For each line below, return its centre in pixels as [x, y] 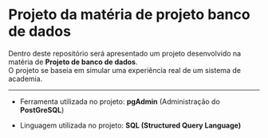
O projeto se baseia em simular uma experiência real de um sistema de [125, 70]
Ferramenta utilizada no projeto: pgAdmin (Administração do [120, 102]
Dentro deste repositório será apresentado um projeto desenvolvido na [125, 53]
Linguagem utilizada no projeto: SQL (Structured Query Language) [130, 125]
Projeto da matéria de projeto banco [129, 15]
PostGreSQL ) [42, 109]
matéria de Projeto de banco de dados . [73, 62]
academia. [26, 79]
